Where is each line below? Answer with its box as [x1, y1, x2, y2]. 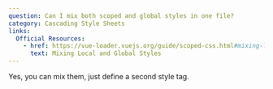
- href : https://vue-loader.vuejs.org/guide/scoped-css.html [23, 42, 234, 50]
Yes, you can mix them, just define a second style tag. [8, 72, 189, 81]
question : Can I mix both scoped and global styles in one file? [8, 11, 234, 20]
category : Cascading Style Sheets [8, 19, 126, 28]
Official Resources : [15, 34, 85, 43]
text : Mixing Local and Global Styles [29, 49, 162, 57]
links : [8, 27, 31, 35]
